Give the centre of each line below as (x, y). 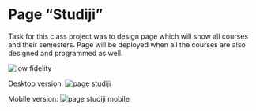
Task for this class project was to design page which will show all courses (128, 36)
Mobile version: (34, 98)
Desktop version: (36, 83)
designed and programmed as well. (66, 53)
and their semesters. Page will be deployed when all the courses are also (127, 44)
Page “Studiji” (56, 15)
